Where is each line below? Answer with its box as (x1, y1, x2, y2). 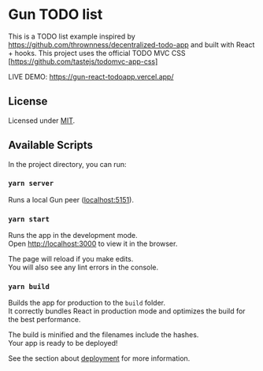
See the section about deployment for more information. (8, 354, 191, 363)
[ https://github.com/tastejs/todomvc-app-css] (8, 57, 158, 66)
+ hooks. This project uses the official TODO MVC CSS (8, 48, 186, 58)
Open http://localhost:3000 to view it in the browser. (8, 239, 178, 249)
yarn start (8, 214, 50, 224)
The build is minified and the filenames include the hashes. (8, 330, 199, 339)
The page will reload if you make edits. (8, 254, 134, 264)
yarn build (8, 282, 50, 291)
